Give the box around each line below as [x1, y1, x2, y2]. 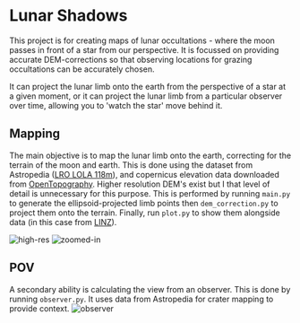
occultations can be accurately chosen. [9, 64, 155, 74]
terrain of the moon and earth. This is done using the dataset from [9, 159, 253, 170]
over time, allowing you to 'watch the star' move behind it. [9, 100, 223, 110]
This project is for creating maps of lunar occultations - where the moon [9, 35, 276, 46]
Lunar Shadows [9, 5, 128, 26]
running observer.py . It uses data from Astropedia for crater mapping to [9, 293, 274, 304]
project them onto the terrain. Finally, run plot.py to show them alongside [9, 207, 280, 218]
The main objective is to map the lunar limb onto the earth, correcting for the [9, 150, 292, 161]
